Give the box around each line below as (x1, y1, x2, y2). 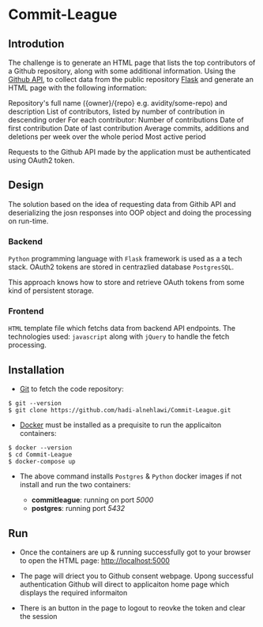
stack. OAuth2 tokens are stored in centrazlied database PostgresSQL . (8, 262, 235, 272)
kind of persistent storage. (8, 286, 95, 295)
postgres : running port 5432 (31, 504, 125, 513)
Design (8, 178, 44, 192)
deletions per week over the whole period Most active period (8, 132, 207, 141)
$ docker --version (8, 444, 73, 452)
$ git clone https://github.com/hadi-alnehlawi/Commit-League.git (8, 407, 231, 415)
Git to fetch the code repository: (19, 385, 124, 394)
